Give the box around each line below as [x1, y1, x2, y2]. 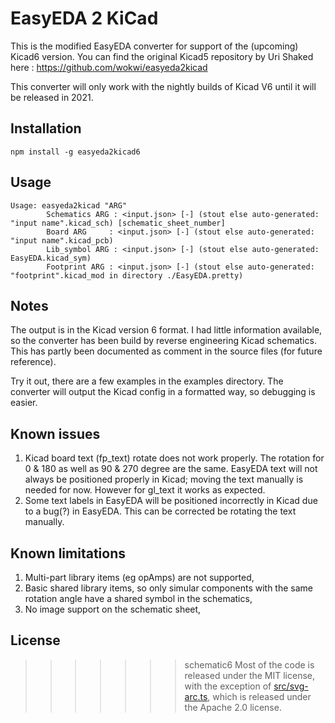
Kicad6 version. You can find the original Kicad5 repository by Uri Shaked [10, 50, 314, 62]
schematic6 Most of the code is [184, 658, 315, 671]
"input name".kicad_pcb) [10, 235, 114, 246]
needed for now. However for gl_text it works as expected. [24, 484, 266, 496]
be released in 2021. [10, 91, 94, 103]
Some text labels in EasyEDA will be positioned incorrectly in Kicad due [24, 495, 318, 507]
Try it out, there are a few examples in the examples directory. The [10, 375, 284, 387]
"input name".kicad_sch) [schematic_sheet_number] [10, 218, 226, 228]
